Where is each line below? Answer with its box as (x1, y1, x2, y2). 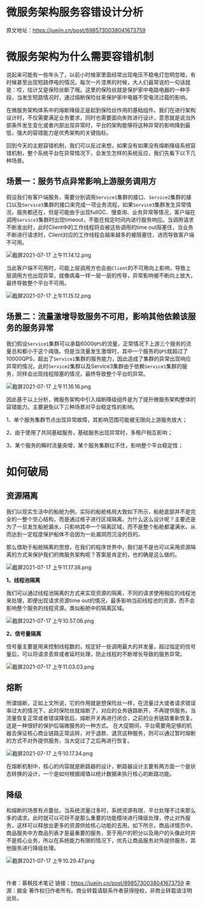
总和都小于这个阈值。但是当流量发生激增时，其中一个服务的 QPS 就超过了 (11, 347, 188, 354)
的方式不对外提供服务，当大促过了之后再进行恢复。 (6, 737, 133, 744)
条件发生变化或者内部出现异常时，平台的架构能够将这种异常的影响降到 (11, 121, 185, 128)
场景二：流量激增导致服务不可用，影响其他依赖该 (6, 312, 188, 322)
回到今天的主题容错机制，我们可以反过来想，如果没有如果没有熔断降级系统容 (6, 142, 196, 149)
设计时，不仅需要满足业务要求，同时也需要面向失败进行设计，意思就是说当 (6, 114, 191, 121)
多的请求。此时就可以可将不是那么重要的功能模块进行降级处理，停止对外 (6, 814, 185, 821)
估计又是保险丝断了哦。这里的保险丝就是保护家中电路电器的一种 (26, 86, 185, 93)
